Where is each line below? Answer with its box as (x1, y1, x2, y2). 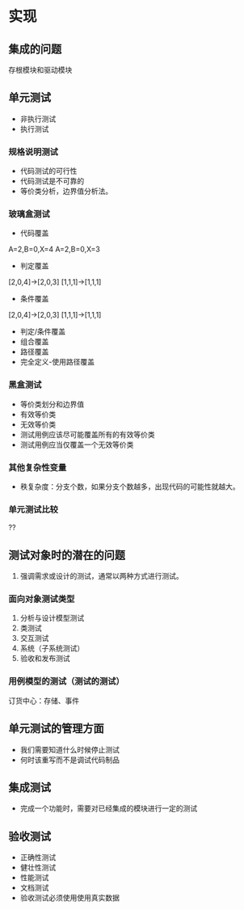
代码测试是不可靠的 (19, 176, 85, 186)
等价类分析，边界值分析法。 (19, 187, 113, 196)
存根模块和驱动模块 (8, 65, 73, 74)
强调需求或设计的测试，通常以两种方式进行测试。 (19, 571, 183, 581)
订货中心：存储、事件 (8, 696, 79, 706)
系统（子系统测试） (19, 643, 85, 653)
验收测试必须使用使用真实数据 (19, 893, 120, 903)
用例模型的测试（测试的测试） (8, 676, 125, 687)
